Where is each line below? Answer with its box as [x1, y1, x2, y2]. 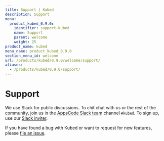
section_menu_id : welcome [5, 53, 58, 58]
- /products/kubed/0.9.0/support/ [9, 67, 81, 72]
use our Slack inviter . [5, 115, 48, 121]
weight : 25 [14, 40, 37, 45]
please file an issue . [5, 130, 46, 136]
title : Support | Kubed [5, 7, 54, 12]
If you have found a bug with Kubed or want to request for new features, [5, 125, 152, 131]
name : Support [14, 30, 43, 35]
